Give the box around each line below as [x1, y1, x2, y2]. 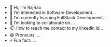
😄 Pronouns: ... [9, 32, 41, 38]
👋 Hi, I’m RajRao [9, 5, 42, 10]
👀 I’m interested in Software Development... [9, 10, 96, 15]
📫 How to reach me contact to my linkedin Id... [9, 25, 103, 31]
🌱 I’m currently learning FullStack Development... [9, 15, 107, 20]
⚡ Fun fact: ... [9, 37, 36, 43]
